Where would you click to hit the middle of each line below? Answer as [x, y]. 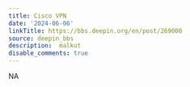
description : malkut [45, 46]
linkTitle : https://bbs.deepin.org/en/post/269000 [95, 31]
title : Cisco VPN [38, 16]
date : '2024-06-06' [41, 23]
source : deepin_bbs [41, 38]
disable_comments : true [49, 53]
